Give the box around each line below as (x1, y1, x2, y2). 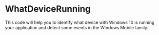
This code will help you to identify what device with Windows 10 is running (5, 19, 155, 25)
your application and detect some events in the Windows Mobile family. (5, 24, 149, 30)
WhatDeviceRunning (5, 3, 91, 15)
